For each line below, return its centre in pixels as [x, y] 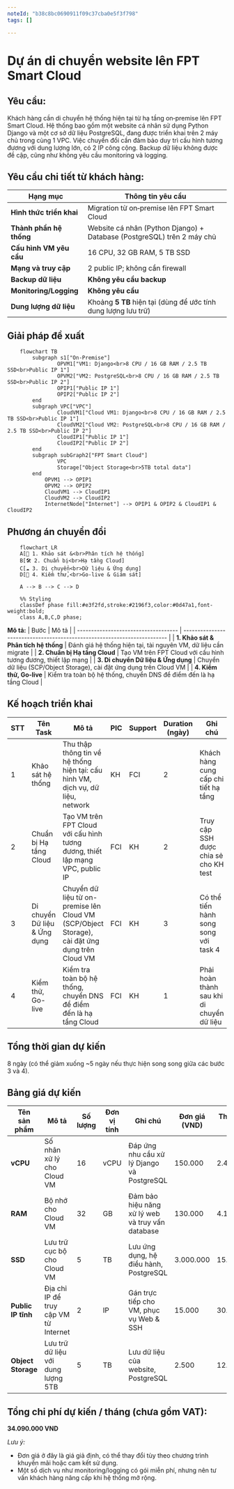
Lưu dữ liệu [147, 1352]
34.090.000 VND [33, 1428]
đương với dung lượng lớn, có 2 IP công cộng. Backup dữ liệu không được [112, 148]
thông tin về [82, 753]
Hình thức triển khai [45, 213]
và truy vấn [147, 1222]
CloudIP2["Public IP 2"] [93, 443]
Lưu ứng [142, 1247]
